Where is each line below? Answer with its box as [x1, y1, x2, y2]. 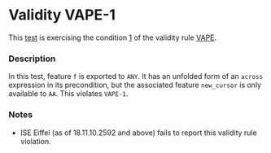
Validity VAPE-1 [8, 6, 116, 24]
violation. [20, 136, 51, 146]
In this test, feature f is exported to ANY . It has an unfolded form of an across [8, 72, 263, 81]
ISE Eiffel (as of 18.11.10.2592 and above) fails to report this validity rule [20, 128, 258, 138]
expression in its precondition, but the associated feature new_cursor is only [8, 80, 262, 90]
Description [8, 53, 56, 64]
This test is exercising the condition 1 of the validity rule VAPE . [8, 33, 217, 42]
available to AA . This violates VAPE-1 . [8, 89, 129, 98]
